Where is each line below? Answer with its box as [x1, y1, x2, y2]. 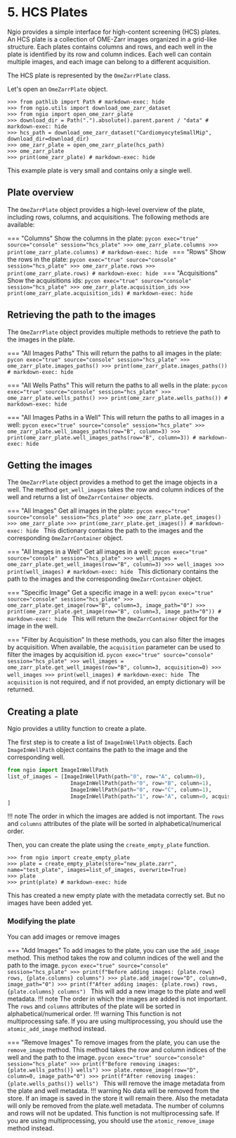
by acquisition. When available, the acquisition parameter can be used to [7, 643, 221, 651]
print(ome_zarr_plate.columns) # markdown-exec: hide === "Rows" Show [7, 247, 226, 256]
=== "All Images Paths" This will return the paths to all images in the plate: [7, 349, 223, 357]
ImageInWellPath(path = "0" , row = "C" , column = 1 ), [70, 786, 212, 793]
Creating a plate [7, 706, 79, 718]
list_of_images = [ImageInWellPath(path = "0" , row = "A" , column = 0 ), [7, 773, 206, 780]
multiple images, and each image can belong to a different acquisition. [7, 57, 211, 65]
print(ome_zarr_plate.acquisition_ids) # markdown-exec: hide [7, 289, 193, 296]
